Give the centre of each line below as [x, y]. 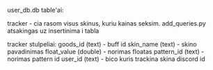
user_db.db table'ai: [35, 10]
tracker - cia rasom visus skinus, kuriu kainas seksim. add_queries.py [107, 23]
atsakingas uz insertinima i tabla [53, 31]
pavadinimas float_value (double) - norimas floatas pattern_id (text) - [106, 52]
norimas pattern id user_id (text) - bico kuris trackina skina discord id [106, 59]
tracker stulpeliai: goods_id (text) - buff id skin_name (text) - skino [102, 44]
